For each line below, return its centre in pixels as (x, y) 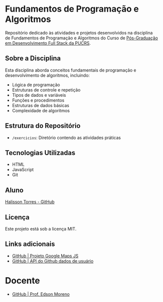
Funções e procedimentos (38, 100)
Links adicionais (30, 244)
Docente (23, 281)
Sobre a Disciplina (33, 59)
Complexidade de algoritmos (41, 110)
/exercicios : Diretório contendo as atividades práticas (66, 138)
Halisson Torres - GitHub (30, 202)
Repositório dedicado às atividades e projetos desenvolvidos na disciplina (79, 33)
